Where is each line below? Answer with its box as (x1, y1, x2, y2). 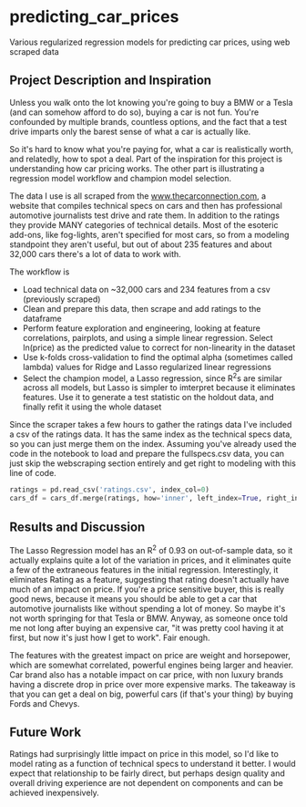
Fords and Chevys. (9, 698, 80, 709)
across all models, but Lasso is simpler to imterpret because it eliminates (22, 382, 296, 393)
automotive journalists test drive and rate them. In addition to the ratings (9, 210, 280, 221)
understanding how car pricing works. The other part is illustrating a (9, 162, 265, 174)
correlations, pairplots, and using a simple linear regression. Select (22, 332, 273, 343)
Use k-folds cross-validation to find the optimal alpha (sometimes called (22, 351, 293, 362)
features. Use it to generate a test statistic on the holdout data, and (22, 392, 275, 403)
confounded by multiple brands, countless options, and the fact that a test (9, 116, 288, 127)
